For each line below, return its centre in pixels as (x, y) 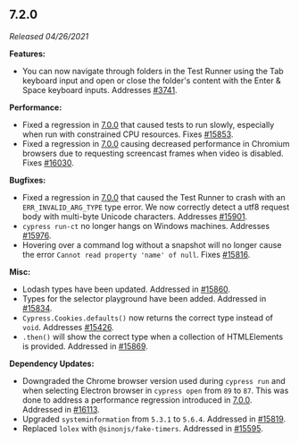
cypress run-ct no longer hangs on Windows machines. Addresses (146, 226)
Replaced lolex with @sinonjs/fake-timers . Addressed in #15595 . (142, 428)
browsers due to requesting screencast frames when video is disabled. (153, 153)
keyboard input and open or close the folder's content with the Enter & (151, 81)
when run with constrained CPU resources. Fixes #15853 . (128, 134)
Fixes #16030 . (48, 162)
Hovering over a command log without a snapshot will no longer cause (152, 244)
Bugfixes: (28, 180)
